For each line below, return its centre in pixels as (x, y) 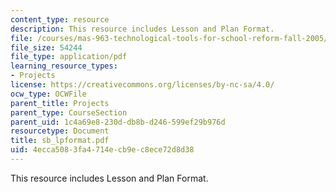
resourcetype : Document (60, 131)
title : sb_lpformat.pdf (60, 141)
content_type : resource (60, 19)
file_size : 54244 (46, 47)
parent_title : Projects (60, 103)
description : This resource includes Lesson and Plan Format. (142, 29)
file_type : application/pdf (69, 57)
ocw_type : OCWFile (48, 94)
